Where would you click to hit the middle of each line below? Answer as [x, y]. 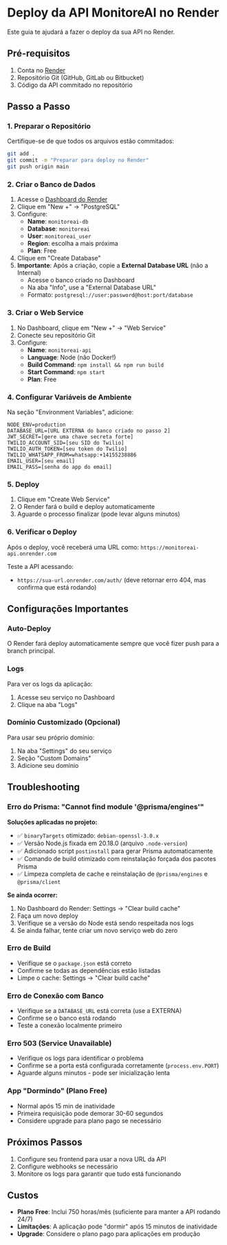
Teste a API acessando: [41, 566]
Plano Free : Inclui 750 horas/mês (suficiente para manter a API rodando [119, 1212]
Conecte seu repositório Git [56, 335]
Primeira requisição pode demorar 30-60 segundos [90, 1113]
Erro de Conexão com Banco [56, 996]
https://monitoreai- [170, 548]
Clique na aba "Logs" [47, 704]
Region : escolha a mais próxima [73, 244]
